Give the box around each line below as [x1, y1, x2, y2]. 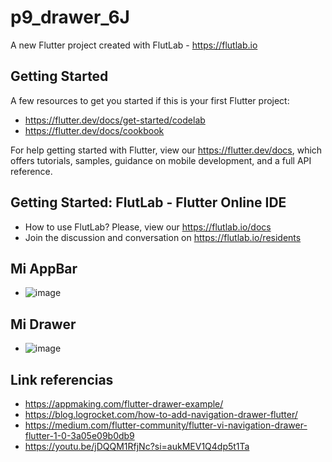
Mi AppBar [10, 260, 78, 277]
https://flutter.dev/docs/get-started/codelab [24, 114, 206, 126]
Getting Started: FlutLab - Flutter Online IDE [10, 194, 287, 211]
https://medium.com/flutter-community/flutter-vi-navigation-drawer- [24, 419, 308, 431]
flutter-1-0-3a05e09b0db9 [24, 430, 135, 441]
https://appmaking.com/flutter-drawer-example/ [24, 398, 224, 410]
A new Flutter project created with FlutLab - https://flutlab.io [10, 39, 258, 51]
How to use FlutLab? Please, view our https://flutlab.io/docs [24, 221, 272, 233]
